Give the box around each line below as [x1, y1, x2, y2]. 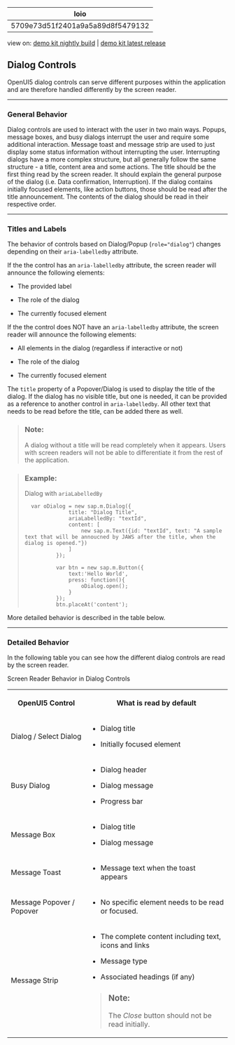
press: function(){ [69, 577, 125, 584]
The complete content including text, [100, 932, 222, 942]
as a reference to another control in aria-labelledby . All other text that [7, 400, 211, 408]
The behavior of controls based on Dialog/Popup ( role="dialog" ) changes [7, 240, 222, 249]
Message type [100, 957, 148, 966]
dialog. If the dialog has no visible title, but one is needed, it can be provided [7, 393, 227, 401]
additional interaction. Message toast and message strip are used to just [7, 140, 215, 149]
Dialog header [100, 765, 147, 775]
